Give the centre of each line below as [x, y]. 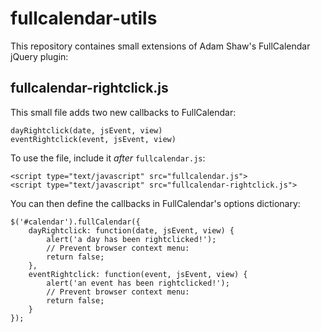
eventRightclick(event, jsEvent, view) [93, 139]
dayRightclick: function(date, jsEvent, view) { [131, 230]
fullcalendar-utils [84, 18]
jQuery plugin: [39, 56]
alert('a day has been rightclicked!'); [131, 239]
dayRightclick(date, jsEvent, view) [86, 130]
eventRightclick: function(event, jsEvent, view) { [138, 274]
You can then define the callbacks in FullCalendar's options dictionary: [155, 203]
